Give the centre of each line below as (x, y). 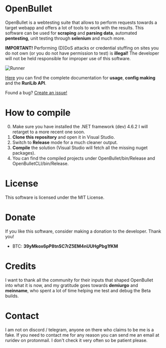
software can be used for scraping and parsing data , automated (71, 33)
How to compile (38, 113)
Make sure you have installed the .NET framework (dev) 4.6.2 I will (80, 126)
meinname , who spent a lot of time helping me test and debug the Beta (78, 290)
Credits (21, 266)
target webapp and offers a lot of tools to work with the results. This (75, 27)
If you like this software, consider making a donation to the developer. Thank (83, 231)
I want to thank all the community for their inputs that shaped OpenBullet (79, 280)
